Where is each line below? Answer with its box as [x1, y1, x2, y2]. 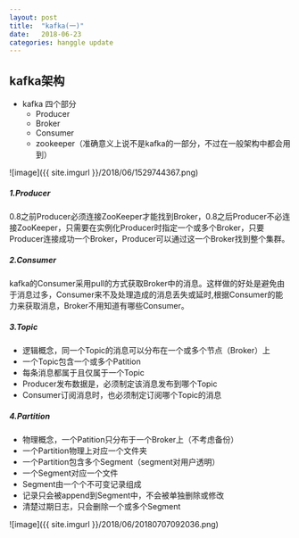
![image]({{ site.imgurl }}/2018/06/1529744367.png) [9, 167, 199, 178]
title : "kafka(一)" [9, 21, 85, 30]
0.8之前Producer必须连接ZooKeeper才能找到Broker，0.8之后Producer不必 [9, 211, 283, 222]
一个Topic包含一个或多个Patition [21, 356, 141, 367]
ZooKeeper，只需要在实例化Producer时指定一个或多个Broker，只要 [16, 222, 265, 233]
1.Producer [9, 187, 51, 198]
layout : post [9, 12, 58, 22]
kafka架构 [9, 73, 65, 88]
